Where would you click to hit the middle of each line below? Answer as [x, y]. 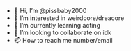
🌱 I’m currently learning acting [57, 25]
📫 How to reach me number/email [63, 40]
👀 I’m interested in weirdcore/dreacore [69, 18]
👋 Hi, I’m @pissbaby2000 [50, 11]
